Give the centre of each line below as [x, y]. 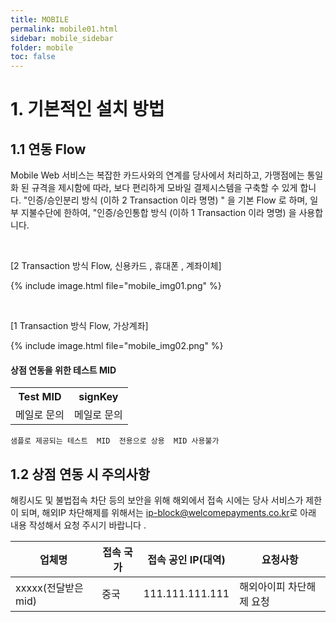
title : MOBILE [40, 19]
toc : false [33, 57]
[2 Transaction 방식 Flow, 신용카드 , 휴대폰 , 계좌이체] [116, 266]
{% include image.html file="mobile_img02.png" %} [117, 346]
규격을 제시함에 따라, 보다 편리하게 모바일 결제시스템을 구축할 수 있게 [164, 188]
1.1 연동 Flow [48, 149]
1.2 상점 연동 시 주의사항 [80, 474]
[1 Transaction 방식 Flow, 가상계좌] [79, 326]
